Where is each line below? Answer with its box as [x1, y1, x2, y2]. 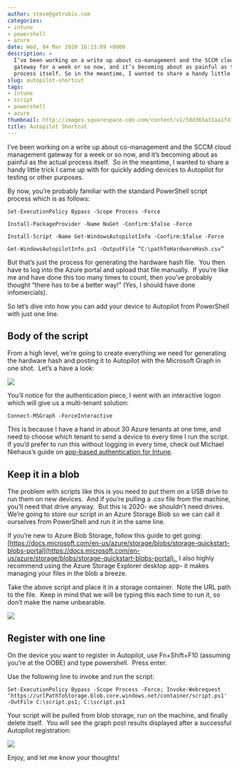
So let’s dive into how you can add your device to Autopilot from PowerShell [7, 302, 230, 310]
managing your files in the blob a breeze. [7, 569, 127, 577]
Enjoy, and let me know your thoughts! [7, 753, 119, 762]
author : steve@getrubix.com [7, 10, 91, 18]
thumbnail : [7, 116, 40, 123]
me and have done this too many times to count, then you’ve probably [7, 273, 213, 281]
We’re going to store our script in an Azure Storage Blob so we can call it [7, 510, 221, 518]
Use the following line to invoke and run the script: [7, 672, 155, 681]
